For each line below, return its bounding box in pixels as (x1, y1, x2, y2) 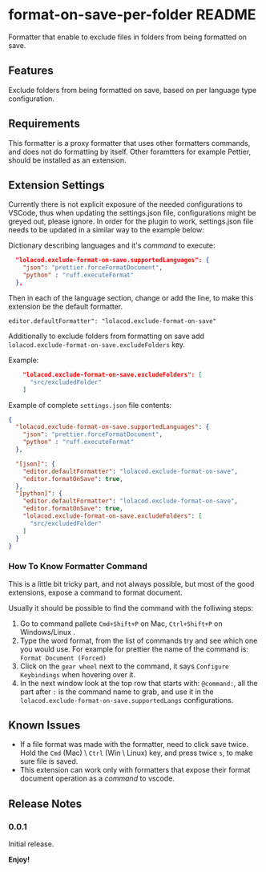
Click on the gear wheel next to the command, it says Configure (19, 661, 229, 671)
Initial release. (8, 839, 54, 849)
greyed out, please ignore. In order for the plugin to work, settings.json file (8, 216, 254, 226)
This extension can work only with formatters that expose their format (19, 765, 251, 775)
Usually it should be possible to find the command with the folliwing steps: (8, 603, 254, 612)
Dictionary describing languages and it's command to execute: (8, 240, 216, 250)
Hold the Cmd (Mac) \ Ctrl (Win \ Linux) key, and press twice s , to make (19, 748, 254, 758)
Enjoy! (8, 855, 30, 865)
